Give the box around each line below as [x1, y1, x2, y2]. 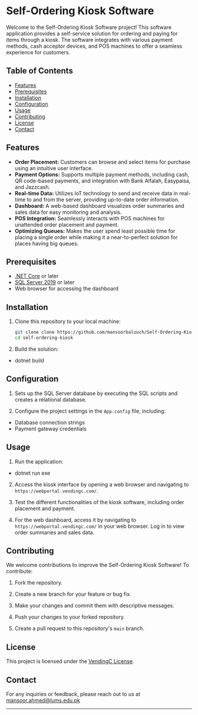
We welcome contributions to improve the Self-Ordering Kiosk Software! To [6, 561, 190, 569]
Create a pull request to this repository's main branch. [14, 625, 145, 632]
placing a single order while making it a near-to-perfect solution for [14, 233, 178, 240]
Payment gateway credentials [14, 425, 87, 432]
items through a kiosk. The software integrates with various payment [6, 36, 173, 43]
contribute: [6, 568, 33, 575]
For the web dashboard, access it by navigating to [14, 516, 137, 523]
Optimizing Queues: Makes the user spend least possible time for [14, 227, 176, 234]
